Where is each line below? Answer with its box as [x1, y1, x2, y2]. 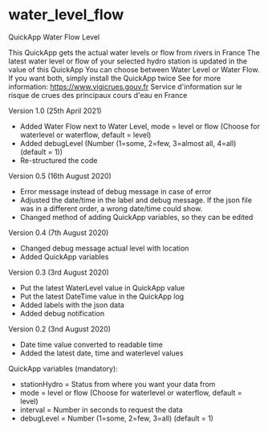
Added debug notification [19, 308, 105, 318]
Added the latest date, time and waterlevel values [19, 348, 184, 358]
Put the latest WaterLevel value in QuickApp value [19, 283, 185, 292]
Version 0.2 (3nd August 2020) [8, 323, 111, 334]
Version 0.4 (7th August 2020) [8, 227, 109, 238]
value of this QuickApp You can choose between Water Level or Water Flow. [8, 64, 260, 74]
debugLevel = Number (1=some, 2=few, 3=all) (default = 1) [19, 413, 214, 423]
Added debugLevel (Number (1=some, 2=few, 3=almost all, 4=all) [19, 138, 237, 148]
